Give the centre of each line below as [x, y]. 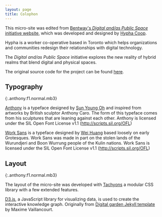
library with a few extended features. [42, 190]
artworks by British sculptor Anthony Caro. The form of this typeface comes [81, 113]
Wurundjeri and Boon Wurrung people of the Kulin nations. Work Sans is [77, 143]
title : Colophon [21, 14]
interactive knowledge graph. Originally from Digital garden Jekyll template [80, 204]
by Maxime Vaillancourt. [29, 210]
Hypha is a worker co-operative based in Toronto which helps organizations [81, 42]
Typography [24, 87]
